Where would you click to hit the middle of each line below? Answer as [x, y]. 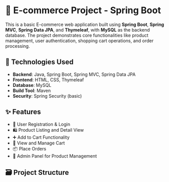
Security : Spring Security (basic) [47, 96]
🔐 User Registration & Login [41, 124]
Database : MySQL [32, 85]
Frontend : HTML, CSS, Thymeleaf [48, 80]
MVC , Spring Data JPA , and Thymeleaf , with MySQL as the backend [78, 29]
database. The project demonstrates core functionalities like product [77, 35]
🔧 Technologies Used [39, 62]
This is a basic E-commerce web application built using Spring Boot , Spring [85, 24]
